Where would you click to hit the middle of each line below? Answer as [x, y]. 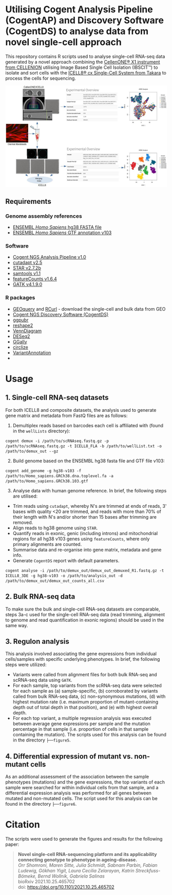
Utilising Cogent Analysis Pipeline [79, 9]
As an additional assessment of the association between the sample [77, 777]
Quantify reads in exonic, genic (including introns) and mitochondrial [85, 533]
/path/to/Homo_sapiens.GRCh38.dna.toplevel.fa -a [60, 476]
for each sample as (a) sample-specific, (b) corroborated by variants [85, 691]
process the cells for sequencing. [41, 78]
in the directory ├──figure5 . [42, 740]
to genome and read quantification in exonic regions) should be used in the [85, 620]
